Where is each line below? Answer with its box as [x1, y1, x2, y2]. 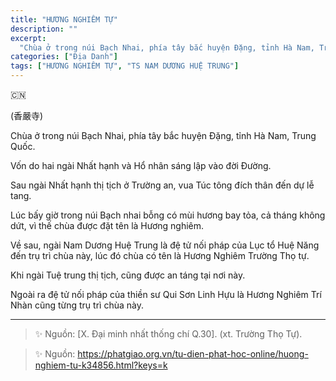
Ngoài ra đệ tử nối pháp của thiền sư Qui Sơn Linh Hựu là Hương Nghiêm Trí [10, 289, 322, 300]
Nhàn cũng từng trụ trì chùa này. [10, 299, 144, 311]
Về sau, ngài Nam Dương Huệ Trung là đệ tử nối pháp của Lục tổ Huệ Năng [10, 239, 320, 251]
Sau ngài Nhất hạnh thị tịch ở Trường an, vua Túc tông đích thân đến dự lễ [10, 179, 315, 191]
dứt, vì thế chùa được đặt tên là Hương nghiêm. [10, 220, 205, 231]
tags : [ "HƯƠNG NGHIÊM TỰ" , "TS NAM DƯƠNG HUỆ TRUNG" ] [10, 61, 240, 71]
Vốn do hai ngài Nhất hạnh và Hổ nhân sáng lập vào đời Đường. [10, 160, 272, 171]
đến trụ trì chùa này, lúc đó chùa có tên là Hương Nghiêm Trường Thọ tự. [10, 250, 310, 261]
